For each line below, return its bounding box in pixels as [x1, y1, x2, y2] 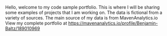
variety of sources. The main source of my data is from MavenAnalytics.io [5, 15, 158, 20]
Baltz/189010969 [5, 25, 40, 31]
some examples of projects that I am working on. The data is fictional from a [5, 9, 162, 15]
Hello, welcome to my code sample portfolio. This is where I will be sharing [5, 4, 160, 10]
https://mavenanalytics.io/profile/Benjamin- [68, 20, 158, 26]
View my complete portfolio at [5, 20, 67, 26]
